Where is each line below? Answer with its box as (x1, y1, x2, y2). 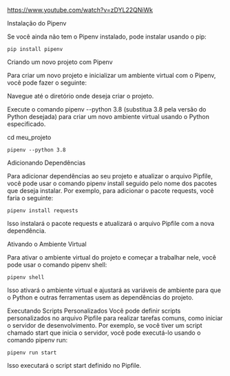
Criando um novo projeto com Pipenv (7, 58, 113, 66)
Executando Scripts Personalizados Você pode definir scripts (7, 306, 181, 315)
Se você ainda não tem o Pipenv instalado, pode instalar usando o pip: (7, 32, 207, 41)
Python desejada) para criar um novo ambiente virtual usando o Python (7, 113, 210, 121)
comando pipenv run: (7, 336, 68, 344)
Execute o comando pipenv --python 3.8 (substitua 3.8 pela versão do (7, 105, 207, 113)
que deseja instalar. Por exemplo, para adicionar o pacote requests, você (7, 187, 214, 195)
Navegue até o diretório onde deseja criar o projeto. (7, 92, 154, 100)
